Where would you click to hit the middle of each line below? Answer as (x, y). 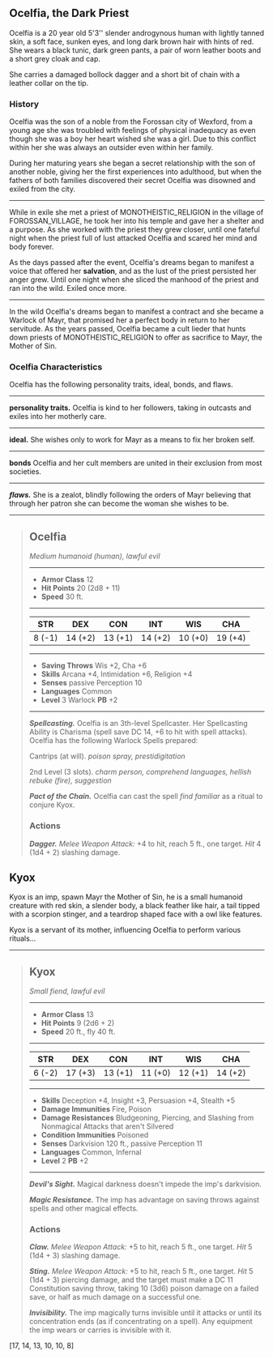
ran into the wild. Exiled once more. (68, 288)
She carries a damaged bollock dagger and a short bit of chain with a (125, 74)
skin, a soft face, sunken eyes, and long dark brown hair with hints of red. (132, 41)
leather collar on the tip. (49, 83)
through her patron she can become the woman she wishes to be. (119, 504)
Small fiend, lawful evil (67, 991)
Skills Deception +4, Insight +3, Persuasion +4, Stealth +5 (138, 1100)
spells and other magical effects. (83, 1209)
